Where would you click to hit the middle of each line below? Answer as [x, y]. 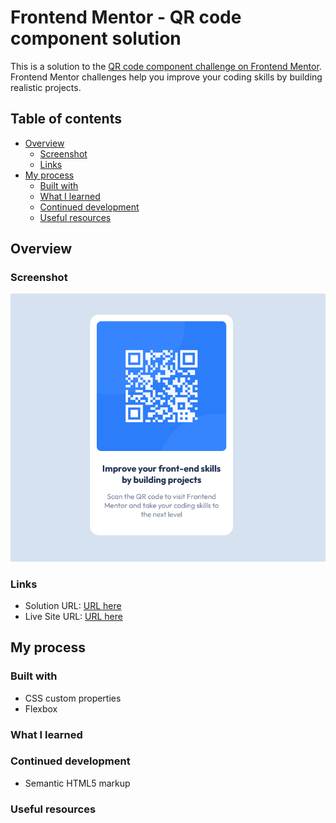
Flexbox [41, 708]
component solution [96, 38]
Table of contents [66, 119]
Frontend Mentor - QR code [126, 17]
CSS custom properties [73, 698]
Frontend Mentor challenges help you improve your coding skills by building [166, 77]
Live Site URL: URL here [73, 616]
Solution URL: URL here [73, 605]
